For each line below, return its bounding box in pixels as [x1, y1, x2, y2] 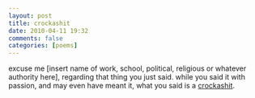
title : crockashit [8, 19, 70, 27]
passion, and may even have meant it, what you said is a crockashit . [8, 81, 236, 91]
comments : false [8, 34, 63, 43]
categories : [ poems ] [8, 42, 79, 50]
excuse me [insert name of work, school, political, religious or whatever [8, 63, 247, 73]
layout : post [8, 11, 53, 20]
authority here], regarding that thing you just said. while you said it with [8, 72, 245, 82]
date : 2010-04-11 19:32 [8, 27, 89, 35]
